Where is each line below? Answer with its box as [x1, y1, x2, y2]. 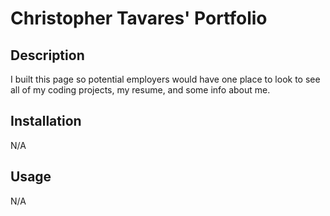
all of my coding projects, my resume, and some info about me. [10, 84, 271, 96]
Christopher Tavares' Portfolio [10, 7, 268, 30]
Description [10, 47, 85, 64]
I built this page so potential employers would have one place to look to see [10, 73, 321, 85]
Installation [10, 113, 82, 130]
